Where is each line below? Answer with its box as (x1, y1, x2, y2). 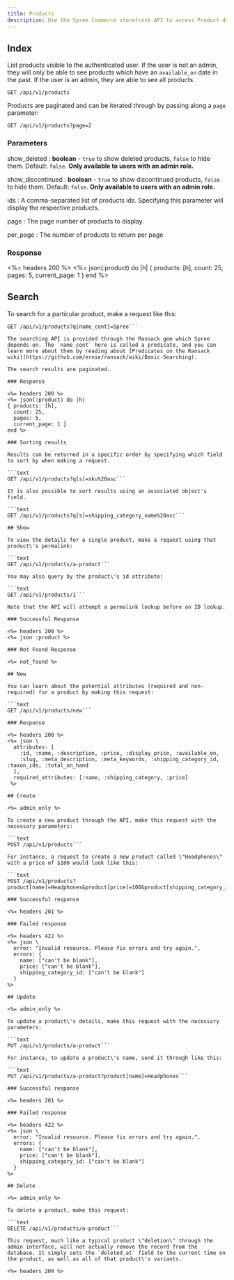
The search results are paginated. (7, 366, 111, 373)
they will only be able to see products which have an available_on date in (7, 68, 218, 77)
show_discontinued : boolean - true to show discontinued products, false (7, 175, 221, 183)
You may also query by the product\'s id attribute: (7, 572, 164, 580)
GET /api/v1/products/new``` (7, 707, 92, 714)
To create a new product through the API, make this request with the (7, 816, 217, 824)
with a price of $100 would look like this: (7, 859, 139, 866)
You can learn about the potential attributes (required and (7, 682, 189, 689)
